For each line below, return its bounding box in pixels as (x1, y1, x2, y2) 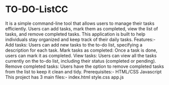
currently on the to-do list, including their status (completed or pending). (5, 58, 156, 64)
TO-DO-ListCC (5, 4, 68, 15)
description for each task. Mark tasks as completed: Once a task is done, (5, 47, 158, 53)
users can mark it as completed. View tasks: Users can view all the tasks (5, 52, 157, 59)
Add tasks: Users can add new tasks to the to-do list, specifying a (5, 41, 143, 48)
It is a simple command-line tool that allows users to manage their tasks (5, 20, 155, 26)
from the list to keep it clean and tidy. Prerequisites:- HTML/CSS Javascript (5, 68, 162, 74)
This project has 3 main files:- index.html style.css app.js (5, 74, 124, 80)
